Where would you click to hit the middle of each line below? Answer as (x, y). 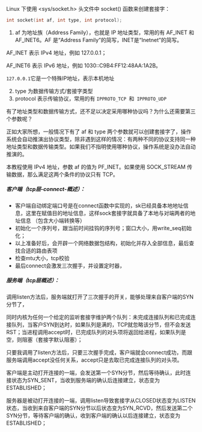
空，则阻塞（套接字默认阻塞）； (44, 339)
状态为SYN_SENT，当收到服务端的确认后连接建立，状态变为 (86, 380)
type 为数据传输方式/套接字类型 (54, 91)
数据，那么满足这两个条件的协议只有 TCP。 (65, 174)
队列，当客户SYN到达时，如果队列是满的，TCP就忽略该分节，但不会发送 (101, 324)
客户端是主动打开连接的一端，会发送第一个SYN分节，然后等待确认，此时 (96, 373)
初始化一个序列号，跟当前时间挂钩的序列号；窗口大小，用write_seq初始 (103, 228)
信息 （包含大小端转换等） (53, 221)
